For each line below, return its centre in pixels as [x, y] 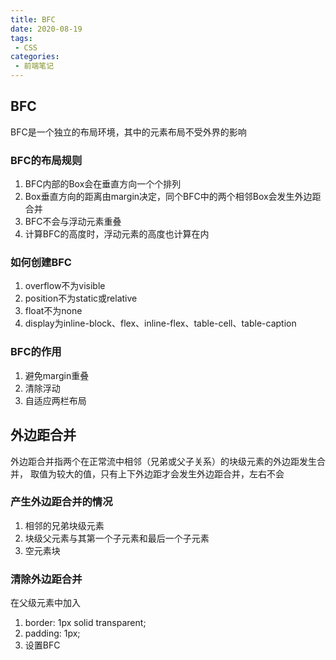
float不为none [53, 311]
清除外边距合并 [46, 579]
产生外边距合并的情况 [61, 502]
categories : [35, 57]
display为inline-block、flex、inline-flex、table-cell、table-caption [160, 323]
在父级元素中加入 [45, 603]
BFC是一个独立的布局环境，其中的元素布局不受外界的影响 [128, 132]
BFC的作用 [36, 352]
